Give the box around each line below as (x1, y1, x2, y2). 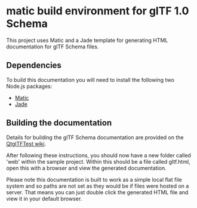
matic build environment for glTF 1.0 (6, 4, 189, 18)
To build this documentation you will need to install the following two (6, 76, 175, 83)
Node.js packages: (6, 82, 53, 90)
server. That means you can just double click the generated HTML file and (6, 188, 189, 195)
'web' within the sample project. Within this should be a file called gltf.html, (6, 158, 190, 165)
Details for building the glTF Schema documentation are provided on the (6, 133, 184, 141)
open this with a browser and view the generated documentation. (6, 164, 167, 172)
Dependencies (6, 60, 61, 71)
